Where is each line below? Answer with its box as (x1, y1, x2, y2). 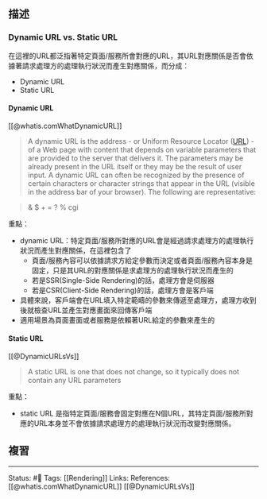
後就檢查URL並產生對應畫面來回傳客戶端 (19, 305, 153, 315)
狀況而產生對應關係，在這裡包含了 (19, 246, 132, 255)
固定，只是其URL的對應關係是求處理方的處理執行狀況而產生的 (31, 265, 234, 275)
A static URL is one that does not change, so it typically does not (27, 367, 240, 377)
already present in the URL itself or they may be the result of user (27, 161, 242, 171)
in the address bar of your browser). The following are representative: (27, 187, 257, 196)
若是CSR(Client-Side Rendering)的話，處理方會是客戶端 (31, 285, 214, 295)
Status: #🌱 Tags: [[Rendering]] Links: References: (8, 473, 171, 482)
